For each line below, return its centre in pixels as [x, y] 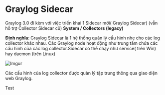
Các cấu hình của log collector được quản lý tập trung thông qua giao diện [82, 73]
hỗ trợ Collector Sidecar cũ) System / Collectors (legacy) [64, 28]
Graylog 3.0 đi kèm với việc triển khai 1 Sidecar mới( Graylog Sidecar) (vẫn [82, 23]
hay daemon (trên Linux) [30, 54]
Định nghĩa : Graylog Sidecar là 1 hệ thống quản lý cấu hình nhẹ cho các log [83, 38]
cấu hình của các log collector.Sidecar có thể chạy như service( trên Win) [81, 48]
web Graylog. [19, 78]
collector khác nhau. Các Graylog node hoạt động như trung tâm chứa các [82, 43]
